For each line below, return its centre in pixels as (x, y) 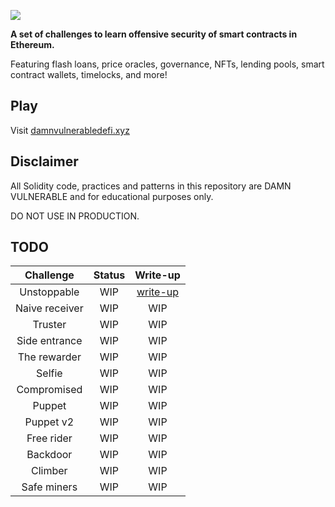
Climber (49, 471)
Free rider (49, 438)
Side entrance (49, 341)
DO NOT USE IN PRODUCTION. (75, 216)
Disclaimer (44, 161)
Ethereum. (32, 44)
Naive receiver (49, 308)
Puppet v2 (49, 422)
